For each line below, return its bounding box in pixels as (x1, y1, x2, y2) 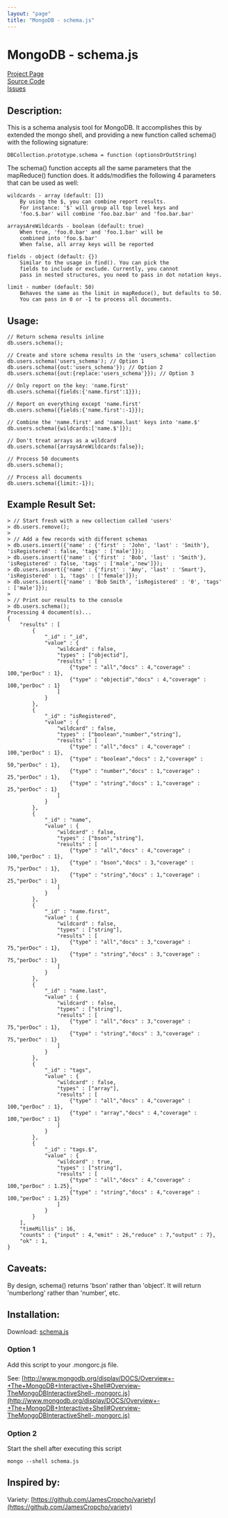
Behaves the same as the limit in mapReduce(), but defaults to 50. (19, 290, 222, 297)
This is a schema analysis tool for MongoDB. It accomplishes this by (7, 123, 202, 132)
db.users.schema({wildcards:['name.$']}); (7, 425, 132, 433)
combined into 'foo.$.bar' (19, 235, 98, 242)
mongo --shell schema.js (7, 1458, 79, 1465)
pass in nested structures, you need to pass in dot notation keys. (19, 271, 222, 279)
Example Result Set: (7, 499, 96, 511)
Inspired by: (7, 1477, 60, 1489)
